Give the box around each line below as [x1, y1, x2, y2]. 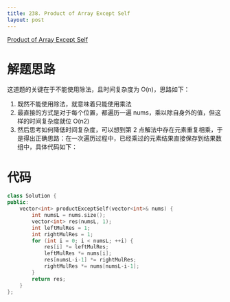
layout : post [7, 16, 45, 23]
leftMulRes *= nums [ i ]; [43, 250, 112, 257]
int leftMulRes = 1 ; [32, 224, 91, 231]
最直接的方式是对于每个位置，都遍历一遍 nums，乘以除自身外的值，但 [16, 108, 215, 117]
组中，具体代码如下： [16, 143, 78, 151]
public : [7, 199, 30, 206]
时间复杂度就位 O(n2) [29, 117, 90, 126]
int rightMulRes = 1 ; [32, 231, 94, 237]
